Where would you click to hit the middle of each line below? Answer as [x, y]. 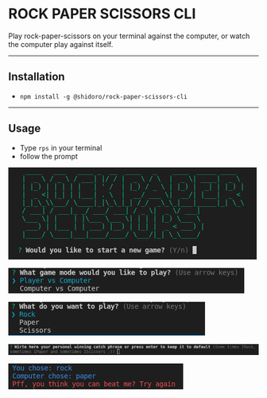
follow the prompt [48, 156]
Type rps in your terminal [61, 147]
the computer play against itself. [61, 44]
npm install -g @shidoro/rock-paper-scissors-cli [104, 96]
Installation [37, 77]
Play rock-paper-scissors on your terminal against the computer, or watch [129, 36]
